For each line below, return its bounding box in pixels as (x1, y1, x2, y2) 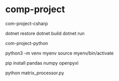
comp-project (5, 4, 65, 15)
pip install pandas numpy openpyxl (5, 60, 79, 66)
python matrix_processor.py (5, 70, 64, 76)
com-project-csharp (5, 20, 48, 26)
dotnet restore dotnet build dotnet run (5, 30, 85, 36)
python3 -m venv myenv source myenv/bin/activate (5, 50, 114, 56)
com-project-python (5, 40, 49, 46)
